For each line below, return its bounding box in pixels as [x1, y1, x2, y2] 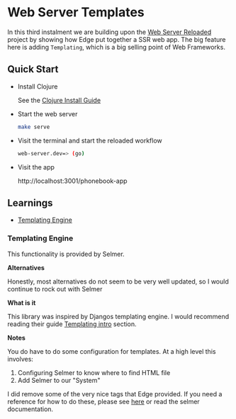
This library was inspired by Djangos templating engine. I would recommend [7, 312, 230, 320]
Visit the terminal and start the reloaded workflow [17, 136, 162, 145]
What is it [7, 298, 36, 307]
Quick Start [7, 63, 59, 75]
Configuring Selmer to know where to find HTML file [17, 368, 171, 376]
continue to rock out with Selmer [7, 284, 103, 293]
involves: [7, 354, 34, 363]
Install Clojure [17, 82, 58, 91]
